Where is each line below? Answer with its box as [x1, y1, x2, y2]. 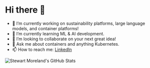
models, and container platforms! [12, 25, 79, 31]
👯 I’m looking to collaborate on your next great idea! [12, 36, 116, 42]
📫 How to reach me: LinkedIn [12, 46, 72, 52]
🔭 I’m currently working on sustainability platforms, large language [12, 20, 145, 26]
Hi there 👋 [5, 4, 45, 16]
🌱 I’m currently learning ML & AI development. [12, 31, 105, 36]
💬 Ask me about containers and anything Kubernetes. [12, 41, 119, 47]
